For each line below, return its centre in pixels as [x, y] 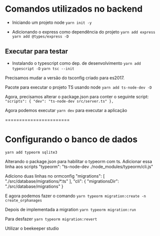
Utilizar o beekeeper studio [32, 228]
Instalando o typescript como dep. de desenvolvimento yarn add [76, 63]
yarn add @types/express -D [40, 36]
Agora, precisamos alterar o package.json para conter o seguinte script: [77, 96]
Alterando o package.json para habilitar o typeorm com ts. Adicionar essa [79, 161]
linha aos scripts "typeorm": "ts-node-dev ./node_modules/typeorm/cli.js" [79, 166]
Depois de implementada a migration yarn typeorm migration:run [71, 209]
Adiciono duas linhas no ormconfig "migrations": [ [55, 176]
